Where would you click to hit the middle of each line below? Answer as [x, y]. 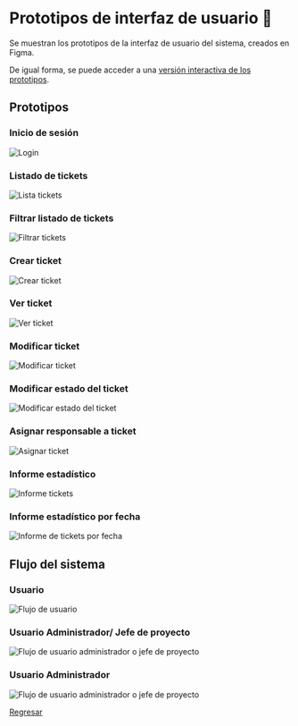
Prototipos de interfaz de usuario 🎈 [141, 18]
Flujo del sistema [57, 564]
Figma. [22, 52]
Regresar [26, 712]
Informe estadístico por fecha [75, 516]
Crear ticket [36, 261]
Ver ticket [31, 303]
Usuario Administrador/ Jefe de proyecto [99, 632]
